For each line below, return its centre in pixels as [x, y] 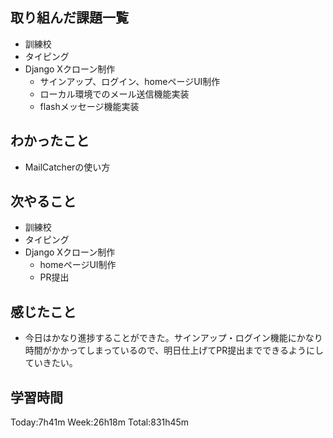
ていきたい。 [51, 363]
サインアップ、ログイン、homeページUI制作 [130, 81]
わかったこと [50, 141]
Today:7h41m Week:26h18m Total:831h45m [100, 422]
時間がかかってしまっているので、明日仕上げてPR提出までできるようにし [174, 350]
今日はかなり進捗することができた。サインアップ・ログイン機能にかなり [173, 338]
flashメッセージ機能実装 [89, 106]
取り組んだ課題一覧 [69, 18]
